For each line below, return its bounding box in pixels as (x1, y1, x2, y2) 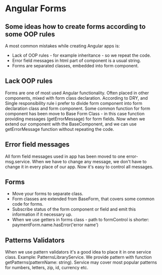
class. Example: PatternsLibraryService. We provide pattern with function (5, 254, 152, 260)
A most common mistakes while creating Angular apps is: (5, 43, 120, 49)
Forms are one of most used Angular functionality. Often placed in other (5, 90, 149, 96)
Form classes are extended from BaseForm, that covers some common (12, 196, 155, 202)
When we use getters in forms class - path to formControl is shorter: (12, 217, 149, 223)
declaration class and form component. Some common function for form (5, 106, 150, 111)
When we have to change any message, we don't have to (32, 158, 147, 164)
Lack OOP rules (5, 77, 53, 85)
